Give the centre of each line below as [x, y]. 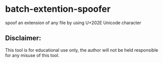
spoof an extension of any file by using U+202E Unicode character [73, 23]
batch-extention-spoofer [58, 9]
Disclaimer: [23, 38]
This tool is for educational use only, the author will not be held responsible [82, 50]
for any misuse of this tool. [32, 55]
